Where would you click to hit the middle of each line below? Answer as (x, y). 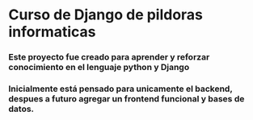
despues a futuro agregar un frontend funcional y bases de (126, 99)
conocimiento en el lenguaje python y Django (99, 68)
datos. (21, 109)
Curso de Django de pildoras (106, 15)
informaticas (52, 32)
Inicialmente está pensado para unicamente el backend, (120, 89)
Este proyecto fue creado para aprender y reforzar (109, 57)
